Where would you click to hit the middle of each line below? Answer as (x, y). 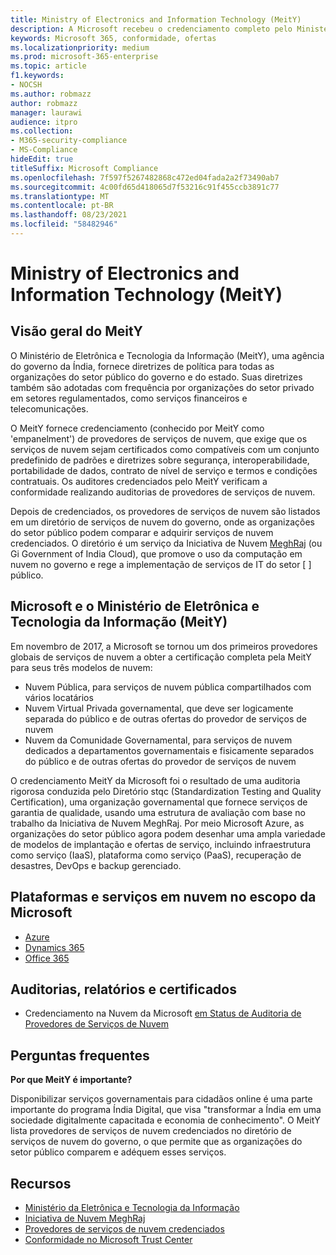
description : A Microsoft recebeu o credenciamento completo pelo (151, 29)
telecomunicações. (49, 408)
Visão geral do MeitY (76, 331)
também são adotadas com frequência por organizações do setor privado (162, 387)
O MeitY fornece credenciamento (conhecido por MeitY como (137, 428)
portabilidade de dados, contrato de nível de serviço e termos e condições (164, 470)
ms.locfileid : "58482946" (64, 224)
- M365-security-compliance (69, 141)
